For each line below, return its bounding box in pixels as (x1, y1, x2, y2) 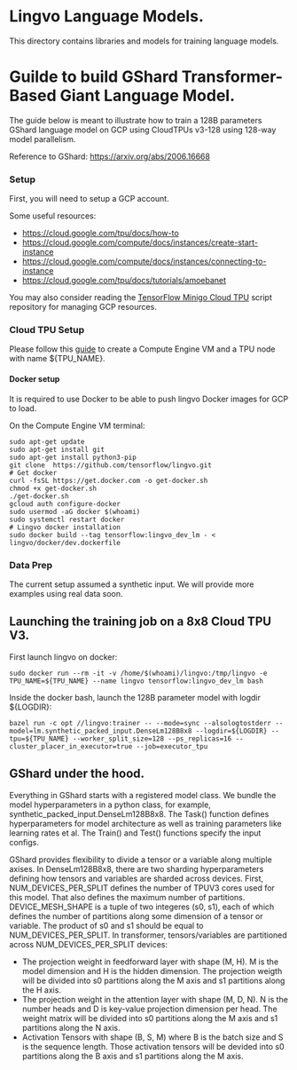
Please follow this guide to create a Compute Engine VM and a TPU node (9, 344, 277, 354)
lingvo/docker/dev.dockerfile (9, 538, 121, 547)
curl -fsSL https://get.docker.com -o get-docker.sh (9, 476, 208, 485)
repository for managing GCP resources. (9, 302, 157, 313)
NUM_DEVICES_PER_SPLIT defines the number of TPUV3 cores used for (9, 882, 275, 893)
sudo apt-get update (9, 437, 86, 446)
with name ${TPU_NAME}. (9, 353, 106, 364)
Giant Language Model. (59, 86, 236, 106)
